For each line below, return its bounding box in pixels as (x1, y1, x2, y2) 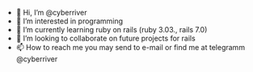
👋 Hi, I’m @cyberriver (15, 8, 87, 17)
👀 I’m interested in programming (15, 16, 124, 26)
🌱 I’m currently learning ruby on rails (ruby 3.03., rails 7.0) (15, 25, 208, 34)
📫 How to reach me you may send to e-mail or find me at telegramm (15, 43, 245, 52)
